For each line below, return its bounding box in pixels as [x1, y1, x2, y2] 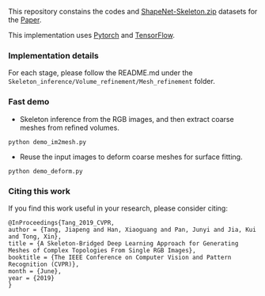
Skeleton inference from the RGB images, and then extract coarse [19, 114, 235, 123]
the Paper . [8, 15, 42, 25]
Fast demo [8, 97, 50, 108]
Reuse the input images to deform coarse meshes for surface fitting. [19, 152, 243, 161]
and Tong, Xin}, [8, 233, 62, 241]
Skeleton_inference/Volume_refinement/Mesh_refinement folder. [8, 77, 215, 86]
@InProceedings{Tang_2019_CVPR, [8, 218, 115, 226]
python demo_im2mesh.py [8, 138, 87, 146]
